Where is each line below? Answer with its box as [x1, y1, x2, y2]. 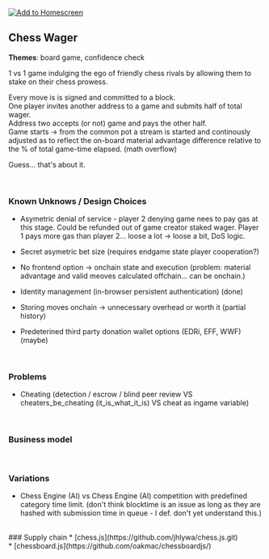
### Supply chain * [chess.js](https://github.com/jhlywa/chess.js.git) [8, 532, 238, 542]
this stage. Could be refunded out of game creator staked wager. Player [19, 222, 259, 232]
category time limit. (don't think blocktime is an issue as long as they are [19, 500, 261, 509]
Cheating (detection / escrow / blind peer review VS [19, 389, 193, 400]
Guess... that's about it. [8, 159, 86, 169]
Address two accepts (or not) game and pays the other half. [8, 118, 208, 128]
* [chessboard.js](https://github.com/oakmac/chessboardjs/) [8, 541, 212, 550]
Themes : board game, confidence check [8, 53, 145, 62]
